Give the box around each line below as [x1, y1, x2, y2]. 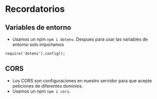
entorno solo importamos [12, 42, 64, 48]
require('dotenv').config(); [5, 51, 65, 56]
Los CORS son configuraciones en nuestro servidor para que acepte [12, 78, 152, 84]
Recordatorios [5, 3, 65, 15]
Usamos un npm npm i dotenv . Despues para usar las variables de [12, 36, 148, 42]
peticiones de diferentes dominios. [12, 83, 83, 89]
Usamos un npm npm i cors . [12, 88, 71, 94]
